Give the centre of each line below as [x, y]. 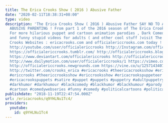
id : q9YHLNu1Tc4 [31, 113]
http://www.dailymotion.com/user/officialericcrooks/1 [68, 61]
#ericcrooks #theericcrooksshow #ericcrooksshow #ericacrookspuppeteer [86, 75]
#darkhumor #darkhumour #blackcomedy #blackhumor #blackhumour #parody [86, 84]
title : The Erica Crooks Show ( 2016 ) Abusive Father [63, 10]
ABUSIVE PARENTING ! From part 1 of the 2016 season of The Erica [80, 29]
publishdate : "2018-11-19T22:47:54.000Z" [49, 94]
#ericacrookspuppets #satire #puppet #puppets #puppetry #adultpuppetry [87, 80]
